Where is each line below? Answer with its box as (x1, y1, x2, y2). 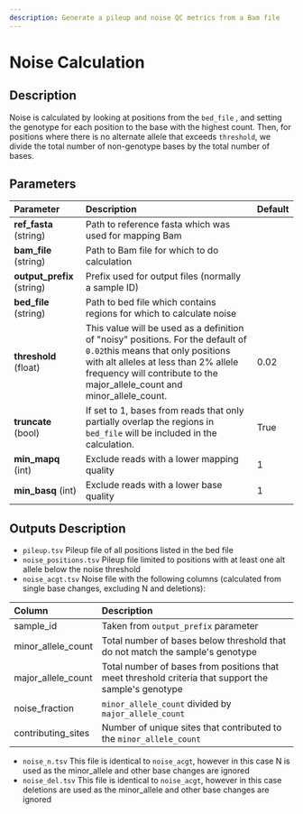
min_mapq (14, 453, 60, 466)
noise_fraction (14, 702, 75, 715)
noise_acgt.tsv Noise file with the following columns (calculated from (22, 574, 281, 585)
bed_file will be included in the (85, 427, 218, 439)
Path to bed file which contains (85, 296, 216, 309)
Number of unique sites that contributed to (101, 721, 282, 734)
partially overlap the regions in (85, 416, 215, 429)
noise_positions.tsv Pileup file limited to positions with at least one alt (22, 554, 286, 565)
